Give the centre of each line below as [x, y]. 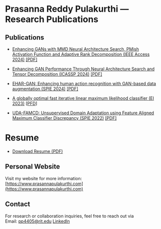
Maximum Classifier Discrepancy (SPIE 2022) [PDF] [64, 118]
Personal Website [33, 167]
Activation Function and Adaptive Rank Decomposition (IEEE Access [81, 54]
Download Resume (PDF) [37, 151]
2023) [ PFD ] [25, 103]
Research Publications [52, 19]
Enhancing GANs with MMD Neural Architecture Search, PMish [76, 49]
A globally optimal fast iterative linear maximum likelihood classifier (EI [83, 98]
